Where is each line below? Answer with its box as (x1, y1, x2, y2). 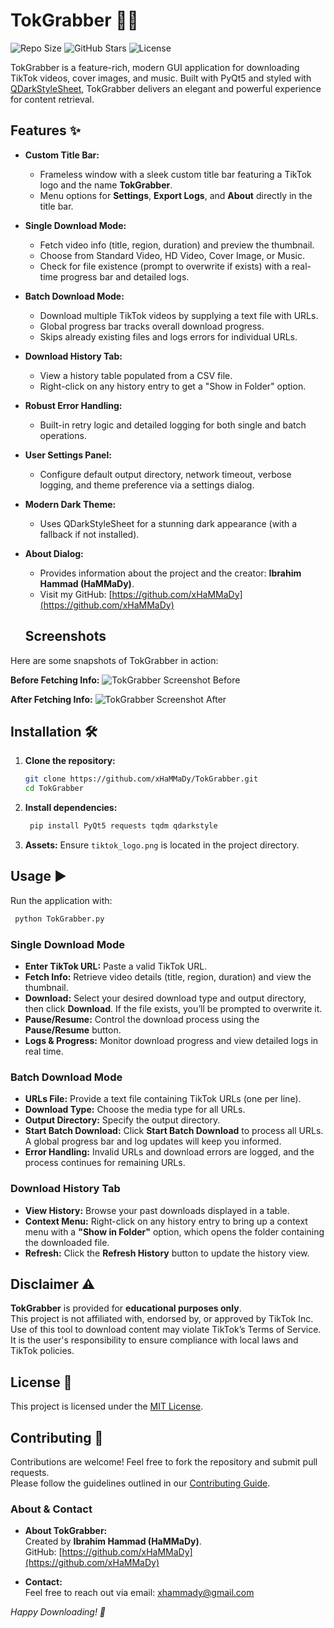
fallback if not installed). (39, 528, 140, 540)
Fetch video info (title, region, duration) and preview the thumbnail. (39, 239, 315, 251)
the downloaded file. (24, 1236, 110, 1248)
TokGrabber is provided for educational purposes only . (10, 1302, 242, 1314)
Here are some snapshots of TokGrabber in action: (10, 654, 219, 666)
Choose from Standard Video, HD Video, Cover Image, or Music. (39, 249, 305, 261)
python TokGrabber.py (14, 914, 105, 924)
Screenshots (24, 628, 107, 645)
